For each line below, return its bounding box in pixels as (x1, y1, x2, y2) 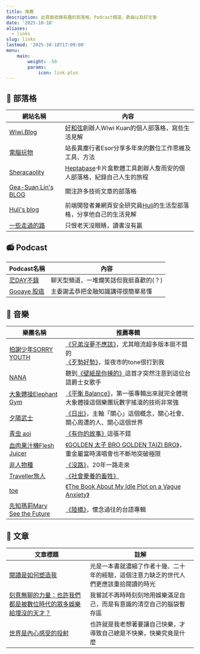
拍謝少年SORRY (9, 345, 54, 353)
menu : (6, 48, 20, 54)
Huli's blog (9, 205, 39, 214)
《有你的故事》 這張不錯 (65, 429, 132, 438)
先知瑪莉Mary (9, 502, 48, 510)
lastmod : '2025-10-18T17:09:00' (6, 42, 86, 48)
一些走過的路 (9, 222, 46, 230)
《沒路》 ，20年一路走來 (65, 460, 130, 469)
